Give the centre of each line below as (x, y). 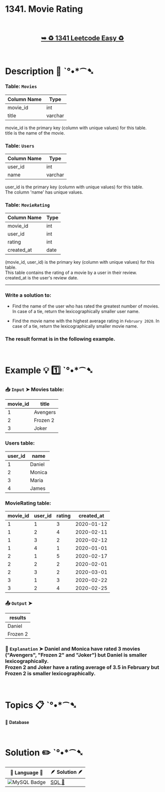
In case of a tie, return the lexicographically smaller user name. (76, 311)
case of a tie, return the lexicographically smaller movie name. (75, 326)
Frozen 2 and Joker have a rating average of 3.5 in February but (82, 667)
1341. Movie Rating (44, 9)
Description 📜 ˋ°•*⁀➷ (50, 71)
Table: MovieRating (27, 205)
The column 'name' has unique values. (44, 192)
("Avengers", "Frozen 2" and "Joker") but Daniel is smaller (76, 655)
